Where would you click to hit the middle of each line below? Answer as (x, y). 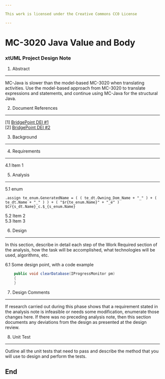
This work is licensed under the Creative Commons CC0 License (71, 14)
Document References (35, 108)
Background (25, 137)
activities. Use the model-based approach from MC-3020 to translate (75, 88)
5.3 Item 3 (15, 221)
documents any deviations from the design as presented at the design (76, 322)
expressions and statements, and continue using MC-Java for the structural (82, 94)
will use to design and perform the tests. (46, 356)
